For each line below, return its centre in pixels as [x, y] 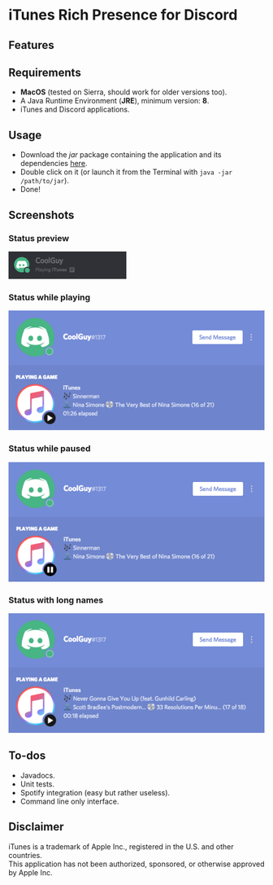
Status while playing [50, 297]
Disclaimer [36, 827]
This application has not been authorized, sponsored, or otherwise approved [136, 864]
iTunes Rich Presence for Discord [123, 15]
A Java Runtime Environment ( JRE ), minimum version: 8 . [115, 101]
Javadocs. [37, 775]
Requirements [45, 72]
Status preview [39, 238]
